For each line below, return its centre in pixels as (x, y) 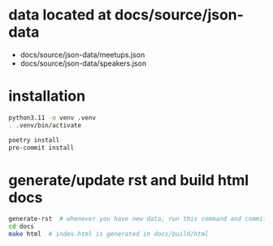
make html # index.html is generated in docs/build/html (108, 234)
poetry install (34, 140)
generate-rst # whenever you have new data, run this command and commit (138, 219)
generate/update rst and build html (129, 180)
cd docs (22, 227)
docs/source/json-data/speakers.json (83, 63)
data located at (60, 15)
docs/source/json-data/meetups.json (82, 54)
